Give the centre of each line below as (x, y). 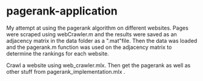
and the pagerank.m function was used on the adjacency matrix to (89, 47)
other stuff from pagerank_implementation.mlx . (66, 71)
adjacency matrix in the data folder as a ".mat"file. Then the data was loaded (102, 40)
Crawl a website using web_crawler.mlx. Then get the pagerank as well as (98, 65)
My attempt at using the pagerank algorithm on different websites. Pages (98, 28)
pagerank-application (62, 11)
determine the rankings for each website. (58, 53)
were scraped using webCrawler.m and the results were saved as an (92, 34)
